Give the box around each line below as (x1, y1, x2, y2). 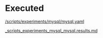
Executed (5, 3, 44, 14)
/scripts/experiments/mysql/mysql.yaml (5, 19, 85, 24)
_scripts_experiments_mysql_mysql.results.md (5, 28, 98, 33)
